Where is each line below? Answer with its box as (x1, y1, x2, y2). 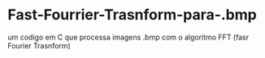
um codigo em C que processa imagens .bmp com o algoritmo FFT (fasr (7, 32, 250, 42)
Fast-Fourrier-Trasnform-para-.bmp (7, 6, 257, 24)
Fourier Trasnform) (7, 40, 71, 50)
